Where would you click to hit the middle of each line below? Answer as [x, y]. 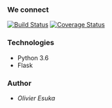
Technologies [31, 43]
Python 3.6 [33, 57]
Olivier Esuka [36, 98]
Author [19, 83]
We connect [28, 10]
